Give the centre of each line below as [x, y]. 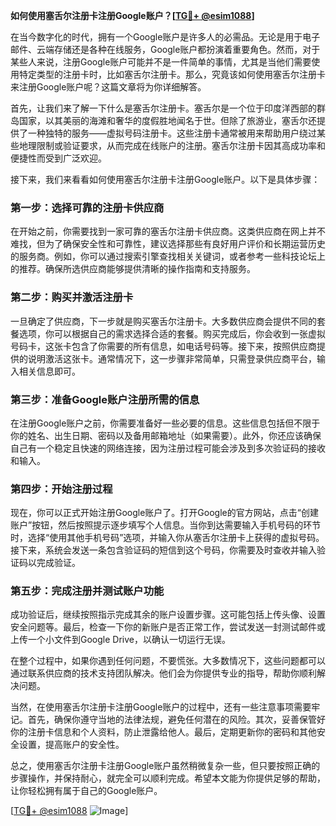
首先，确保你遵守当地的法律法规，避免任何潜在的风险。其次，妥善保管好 [176, 720]
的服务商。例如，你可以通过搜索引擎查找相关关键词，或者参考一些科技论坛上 [168, 256]
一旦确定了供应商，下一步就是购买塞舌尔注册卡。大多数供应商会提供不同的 [163, 321]
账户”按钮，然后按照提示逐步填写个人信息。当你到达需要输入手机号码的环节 [166, 525]
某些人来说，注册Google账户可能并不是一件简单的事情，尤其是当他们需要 [161, 62]
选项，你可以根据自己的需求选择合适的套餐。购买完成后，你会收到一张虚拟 [172, 333]
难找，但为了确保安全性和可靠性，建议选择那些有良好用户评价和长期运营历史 [168, 244]
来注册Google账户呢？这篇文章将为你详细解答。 [108, 87]
